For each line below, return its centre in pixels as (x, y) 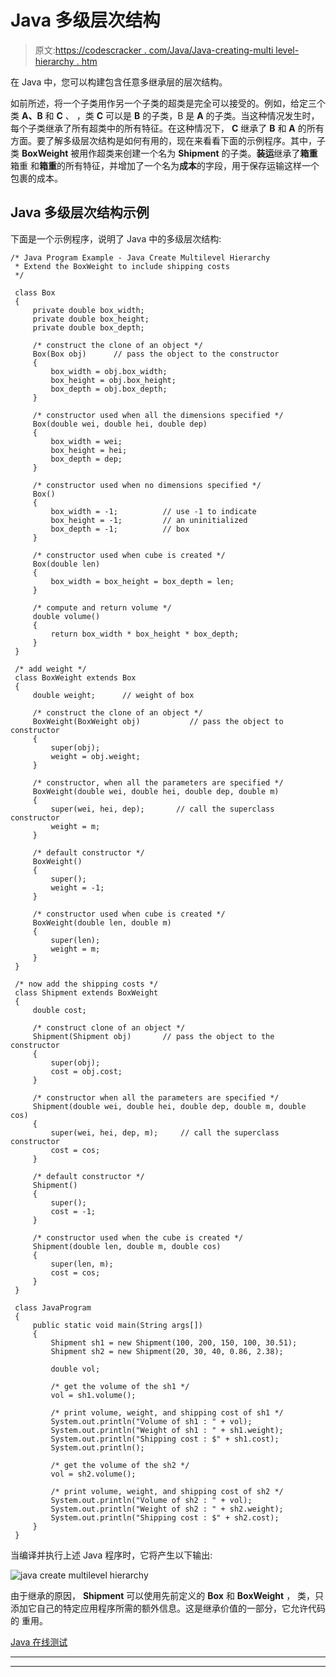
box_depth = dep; (86, 459)
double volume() (66, 616)
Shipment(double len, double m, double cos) (127, 1246)
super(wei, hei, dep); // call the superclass (162, 809)
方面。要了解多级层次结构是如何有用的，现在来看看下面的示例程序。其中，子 (168, 140)
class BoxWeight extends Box (75, 677)
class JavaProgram (53, 1307)
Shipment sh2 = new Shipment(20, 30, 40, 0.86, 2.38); (167, 1351)
